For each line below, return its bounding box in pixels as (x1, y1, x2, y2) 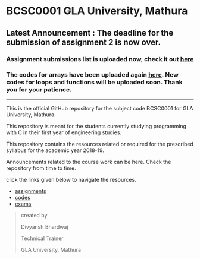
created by (20, 211, 48, 219)
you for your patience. (6, 86, 72, 94)
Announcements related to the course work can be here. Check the (6, 158, 171, 165)
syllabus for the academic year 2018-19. (6, 147, 104, 154)
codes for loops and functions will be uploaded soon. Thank (6, 78, 183, 87)
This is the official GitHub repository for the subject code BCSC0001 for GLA (6, 105, 193, 112)
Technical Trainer (20, 235, 64, 242)
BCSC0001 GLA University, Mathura (6, 4, 188, 18)
